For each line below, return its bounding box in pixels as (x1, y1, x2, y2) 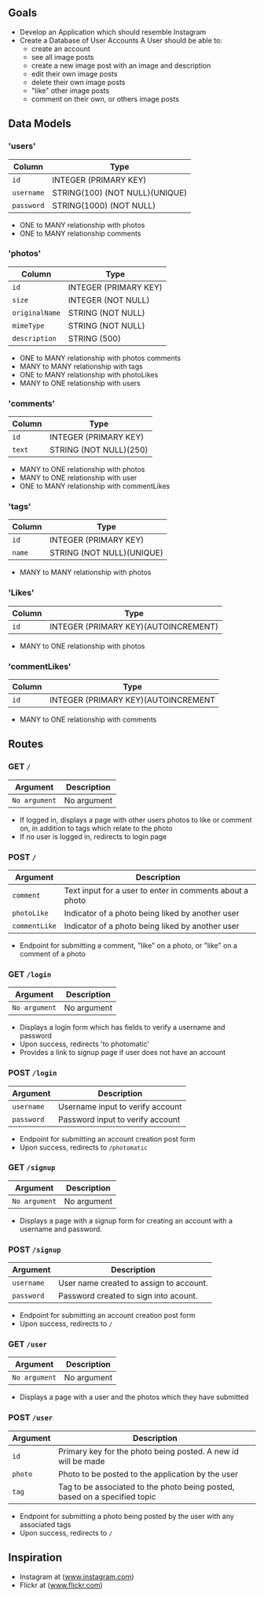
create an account (31, 43, 90, 54)
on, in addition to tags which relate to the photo (19, 823, 173, 833)
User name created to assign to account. (58, 1278, 208, 1289)
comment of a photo (19, 949, 86, 958)
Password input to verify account (58, 1114, 181, 1125)
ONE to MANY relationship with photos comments (19, 353, 181, 362)
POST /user (8, 1412, 53, 1423)
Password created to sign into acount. (58, 1291, 198, 1302)
